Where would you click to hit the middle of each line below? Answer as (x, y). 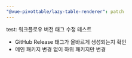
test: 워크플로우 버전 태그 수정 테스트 (49, 29)
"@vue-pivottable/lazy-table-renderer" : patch (65, 12)
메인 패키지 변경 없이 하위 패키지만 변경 (60, 49)
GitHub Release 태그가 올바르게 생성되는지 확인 (70, 41)
